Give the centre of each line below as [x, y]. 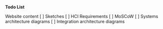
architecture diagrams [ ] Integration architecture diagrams [65, 22]
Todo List [15, 7]
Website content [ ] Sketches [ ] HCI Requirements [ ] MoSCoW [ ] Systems [82, 16]
